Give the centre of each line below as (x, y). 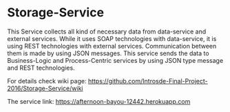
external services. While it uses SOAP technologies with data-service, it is (112, 38)
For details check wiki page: (47, 81)
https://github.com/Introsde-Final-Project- (148, 81)
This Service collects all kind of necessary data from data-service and (107, 31)
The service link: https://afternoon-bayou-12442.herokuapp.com (99, 101)
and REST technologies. (41, 68)
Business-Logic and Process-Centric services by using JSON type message (115, 60)
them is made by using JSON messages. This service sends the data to (108, 53)
